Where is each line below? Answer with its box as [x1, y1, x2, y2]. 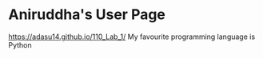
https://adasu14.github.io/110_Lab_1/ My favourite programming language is [8, 32, 256, 41]
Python [8, 40, 32, 49]
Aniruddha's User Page [8, 6, 166, 24]
